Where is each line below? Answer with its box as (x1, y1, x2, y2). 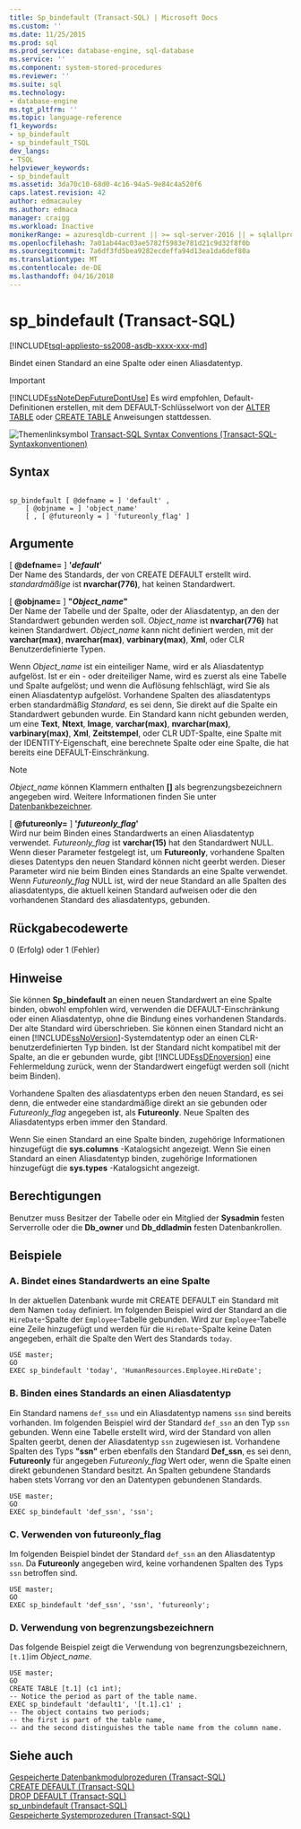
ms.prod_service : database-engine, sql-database (9, 47, 194, 56)
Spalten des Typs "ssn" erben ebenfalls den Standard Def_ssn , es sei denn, (9, 1446, 292, 1457)
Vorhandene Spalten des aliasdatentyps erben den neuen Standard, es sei (9, 1088, 284, 1098)
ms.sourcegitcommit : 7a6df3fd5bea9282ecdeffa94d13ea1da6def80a (9, 247, 251, 256)
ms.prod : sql (9, 38, 58, 48)
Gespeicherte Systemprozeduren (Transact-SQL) (9, 1810, 191, 1821)
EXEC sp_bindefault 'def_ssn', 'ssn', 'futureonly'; (9, 1601, 211, 1610)
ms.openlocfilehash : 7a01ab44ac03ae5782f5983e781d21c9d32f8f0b (9, 239, 251, 248)
